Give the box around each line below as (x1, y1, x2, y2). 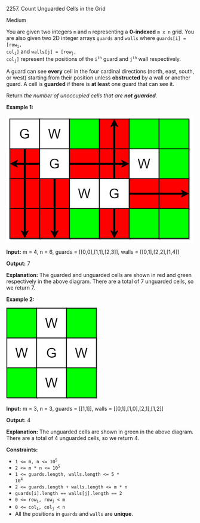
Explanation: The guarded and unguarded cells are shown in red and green (6, 272, 192, 279)
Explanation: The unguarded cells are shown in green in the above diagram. (6, 428, 194, 435)
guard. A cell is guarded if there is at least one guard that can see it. (6, 81, 174, 88)
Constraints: (6, 446, 38, 453)
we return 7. (6, 284, 36, 291)
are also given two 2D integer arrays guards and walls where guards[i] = (6, 35, 186, 41)
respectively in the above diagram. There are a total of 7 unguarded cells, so (6, 278, 194, 285)
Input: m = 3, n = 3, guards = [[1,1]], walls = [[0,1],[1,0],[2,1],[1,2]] (6, 405, 164, 413)
